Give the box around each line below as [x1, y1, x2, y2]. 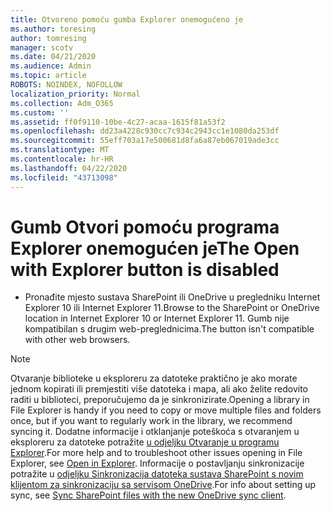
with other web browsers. [24, 334, 131, 346]
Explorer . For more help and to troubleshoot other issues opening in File [10, 447, 303, 459]
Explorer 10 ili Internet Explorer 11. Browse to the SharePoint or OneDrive [24, 302, 320, 314]
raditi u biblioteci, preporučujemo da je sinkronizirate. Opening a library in [10, 394, 310, 406]
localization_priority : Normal [10, 89, 141, 99]
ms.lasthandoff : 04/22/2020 [10, 163, 128, 173]
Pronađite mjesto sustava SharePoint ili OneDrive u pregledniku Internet [24, 291, 321, 303]
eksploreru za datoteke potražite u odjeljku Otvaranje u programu [10, 436, 280, 448]
